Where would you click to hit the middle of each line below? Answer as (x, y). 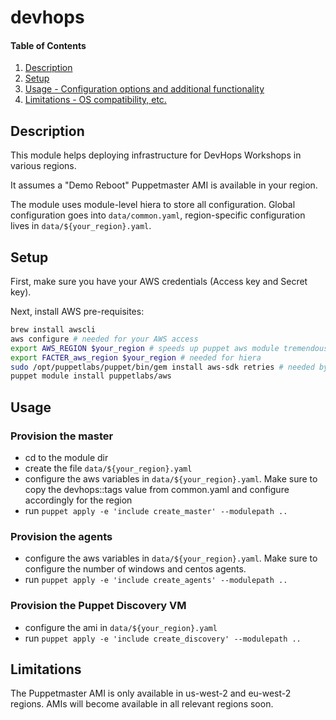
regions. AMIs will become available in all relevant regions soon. (142, 704)
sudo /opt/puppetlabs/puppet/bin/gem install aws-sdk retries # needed (162, 367)
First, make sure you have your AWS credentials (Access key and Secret (159, 282)
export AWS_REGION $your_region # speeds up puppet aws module (145, 348)
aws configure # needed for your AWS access (104, 339)
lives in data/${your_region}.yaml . (81, 226)
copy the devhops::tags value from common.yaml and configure (157, 489)
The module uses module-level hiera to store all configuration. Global (153, 205)
